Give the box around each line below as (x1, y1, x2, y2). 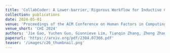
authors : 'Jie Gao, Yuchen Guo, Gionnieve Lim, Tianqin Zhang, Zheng (5, 31, 155, 36)
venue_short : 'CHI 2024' (5, 26, 58, 31)
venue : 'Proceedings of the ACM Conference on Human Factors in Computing (5, 21, 166, 27)
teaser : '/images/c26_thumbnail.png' (5, 40, 85, 45)
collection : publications (5, 12, 60, 17)
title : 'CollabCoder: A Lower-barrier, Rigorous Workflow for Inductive (5, 7, 162, 13)
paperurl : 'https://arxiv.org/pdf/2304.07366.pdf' (5, 36, 114, 41)
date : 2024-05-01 (5, 17, 42, 22)
